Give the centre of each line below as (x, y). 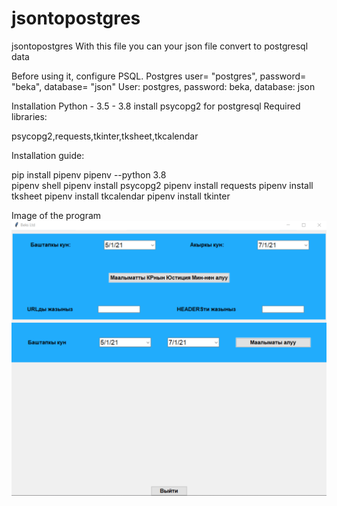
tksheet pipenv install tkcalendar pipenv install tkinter (121, 196)
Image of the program (56, 215)
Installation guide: (48, 155)
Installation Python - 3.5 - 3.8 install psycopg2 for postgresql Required (156, 106)
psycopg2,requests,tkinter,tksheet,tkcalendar (105, 136)
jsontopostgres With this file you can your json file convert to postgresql (160, 46)
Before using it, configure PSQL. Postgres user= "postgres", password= (159, 76)
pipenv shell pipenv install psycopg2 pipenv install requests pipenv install (162, 185)
